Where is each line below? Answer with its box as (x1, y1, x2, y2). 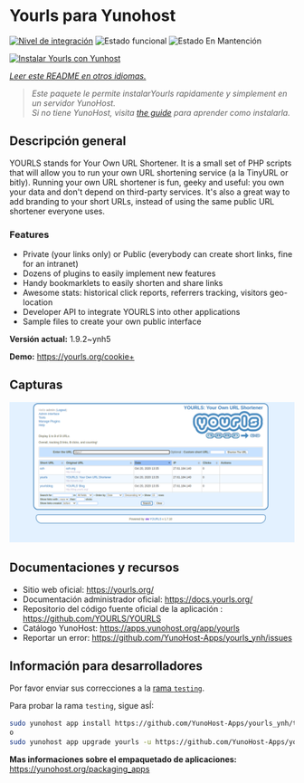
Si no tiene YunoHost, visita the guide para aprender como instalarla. (31, 107, 291, 118)
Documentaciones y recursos (9, 560, 179, 576)
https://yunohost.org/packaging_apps (9, 764, 150, 775)
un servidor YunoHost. (31, 97, 116, 109)
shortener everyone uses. (9, 205, 106, 216)
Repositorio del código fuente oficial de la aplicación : (22, 603, 223, 614)
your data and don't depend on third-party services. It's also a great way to (9, 186, 290, 197)
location (22, 297, 53, 308)
